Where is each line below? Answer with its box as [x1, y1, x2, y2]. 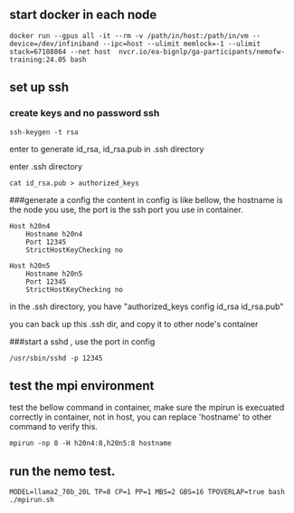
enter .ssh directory [9, 160, 83, 171]
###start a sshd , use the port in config [9, 335, 156, 347]
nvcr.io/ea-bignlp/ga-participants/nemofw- [119, 47, 285, 56]
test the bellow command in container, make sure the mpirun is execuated [9, 402, 285, 413]
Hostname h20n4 [25, 229, 83, 238]
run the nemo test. [9, 463, 116, 479]
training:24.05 [9, 54, 67, 64]
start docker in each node [9, 7, 157, 23]
